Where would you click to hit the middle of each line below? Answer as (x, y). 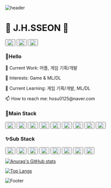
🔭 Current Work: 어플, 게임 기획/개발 (41, 68)
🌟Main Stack (21, 114)
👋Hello (13, 56)
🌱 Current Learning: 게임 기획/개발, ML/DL (48, 88)
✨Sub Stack (20, 139)
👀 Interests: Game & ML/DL (33, 78)
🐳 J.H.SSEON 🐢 (37, 28)
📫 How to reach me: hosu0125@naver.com (50, 99)
